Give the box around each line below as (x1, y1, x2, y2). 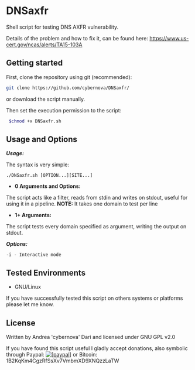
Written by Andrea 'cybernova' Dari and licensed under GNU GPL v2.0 (6, 333, 176, 340)
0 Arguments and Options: (14, 183, 81, 190)
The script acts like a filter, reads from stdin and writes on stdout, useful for (6, 194, 188, 201)
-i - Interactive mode (6, 252, 61, 258)
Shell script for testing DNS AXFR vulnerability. (6, 23, 119, 30)
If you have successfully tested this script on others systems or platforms (6, 294, 183, 302)
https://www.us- (149, 35, 189, 42)
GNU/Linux (14, 283, 41, 290)
